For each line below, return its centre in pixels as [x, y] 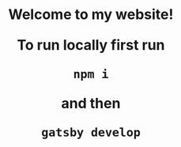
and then [91, 104]
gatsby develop [91, 132]
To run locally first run [91, 45]
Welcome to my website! [91, 15]
